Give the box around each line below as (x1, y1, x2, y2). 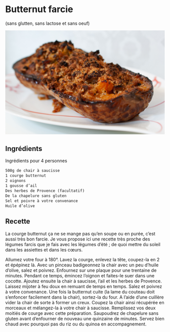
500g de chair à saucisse (5, 168, 60, 173)
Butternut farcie (5, 4, 73, 15)
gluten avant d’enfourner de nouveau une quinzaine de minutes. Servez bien (5, 315, 164, 321)
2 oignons (5, 178, 26, 183)
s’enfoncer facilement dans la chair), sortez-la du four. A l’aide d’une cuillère (5, 294, 164, 300)
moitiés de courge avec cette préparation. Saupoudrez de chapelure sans (5, 310, 159, 316)
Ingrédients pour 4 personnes (5, 158, 67, 164)
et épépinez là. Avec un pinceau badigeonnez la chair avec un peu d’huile (5, 262, 159, 268)
